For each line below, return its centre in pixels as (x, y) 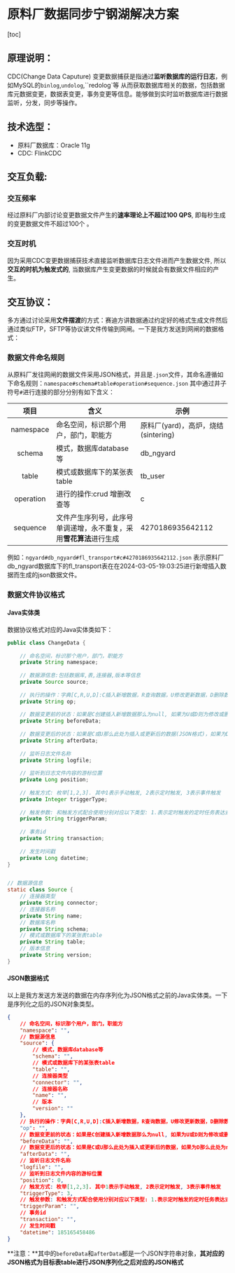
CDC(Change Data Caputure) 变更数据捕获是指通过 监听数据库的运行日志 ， (114, 76)
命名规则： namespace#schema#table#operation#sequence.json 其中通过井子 (120, 383)
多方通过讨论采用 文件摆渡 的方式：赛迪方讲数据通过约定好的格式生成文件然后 (117, 321)
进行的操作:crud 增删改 (93, 494)
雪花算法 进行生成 (91, 539)
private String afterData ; (59, 741)
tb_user (152, 476)
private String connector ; (59, 903)
